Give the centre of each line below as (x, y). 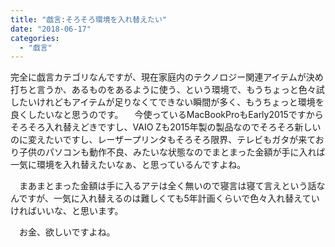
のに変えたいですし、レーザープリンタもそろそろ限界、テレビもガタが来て (163, 140)
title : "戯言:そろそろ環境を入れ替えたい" (88, 19)
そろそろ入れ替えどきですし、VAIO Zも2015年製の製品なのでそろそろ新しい (166, 127)
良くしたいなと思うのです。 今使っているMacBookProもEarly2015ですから (167, 115)
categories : (35, 38)
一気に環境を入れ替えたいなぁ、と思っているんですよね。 (128, 165)
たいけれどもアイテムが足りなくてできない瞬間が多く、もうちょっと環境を (171, 102)
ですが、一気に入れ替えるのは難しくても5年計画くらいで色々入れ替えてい (169, 198)
